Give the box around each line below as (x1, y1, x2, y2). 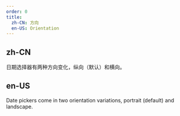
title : (6, 14, 22, 20)
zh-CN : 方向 (11, 20, 40, 25)
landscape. (6, 103, 34, 110)
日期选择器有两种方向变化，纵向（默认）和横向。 (6, 63, 125, 71)
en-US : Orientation (11, 25, 60, 31)
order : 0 (6, 8, 28, 15)
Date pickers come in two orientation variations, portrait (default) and (6, 96, 175, 104)
